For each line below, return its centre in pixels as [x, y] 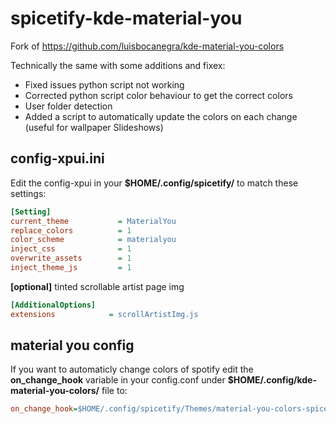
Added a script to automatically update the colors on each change [161, 116]
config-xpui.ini [57, 158]
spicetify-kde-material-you [126, 18]
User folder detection [68, 106]
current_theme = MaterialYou [93, 221]
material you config [72, 345]
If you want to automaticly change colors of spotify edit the [132, 369]
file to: [114, 391]
